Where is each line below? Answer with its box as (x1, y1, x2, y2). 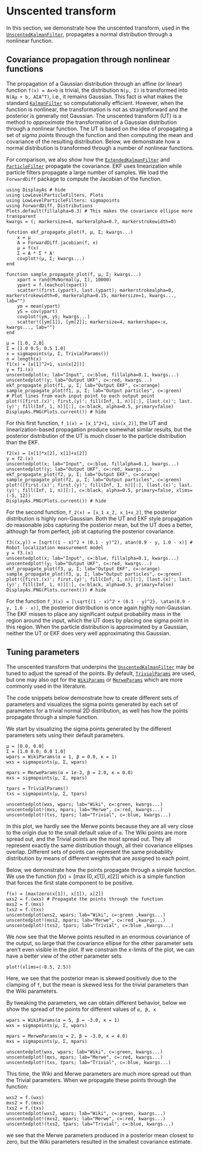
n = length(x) (6, 356, 42, 362)
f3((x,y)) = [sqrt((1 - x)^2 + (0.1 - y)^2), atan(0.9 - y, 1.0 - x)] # (6, 539, 193, 545)
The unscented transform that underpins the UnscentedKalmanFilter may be (6, 663, 195, 670)
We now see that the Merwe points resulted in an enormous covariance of (6, 933, 190, 940)
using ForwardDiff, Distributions (6, 202, 93, 209)
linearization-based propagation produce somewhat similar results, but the (6, 426, 192, 433)
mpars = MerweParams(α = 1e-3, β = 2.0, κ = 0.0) (6, 769, 134, 775)
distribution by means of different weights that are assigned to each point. (6, 854, 190, 862)
